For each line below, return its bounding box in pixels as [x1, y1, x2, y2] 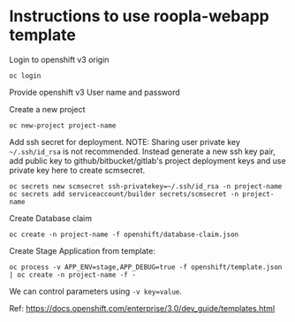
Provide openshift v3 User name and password [9, 87, 181, 97]
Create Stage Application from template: [9, 245, 156, 256]
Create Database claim [9, 212, 93, 223]
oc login [9, 71, 42, 80]
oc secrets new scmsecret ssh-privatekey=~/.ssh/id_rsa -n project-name [9, 181, 283, 191]
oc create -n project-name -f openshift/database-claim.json [9, 230, 239, 239]
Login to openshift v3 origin [9, 54, 110, 65]
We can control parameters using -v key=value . [9, 286, 183, 296]
